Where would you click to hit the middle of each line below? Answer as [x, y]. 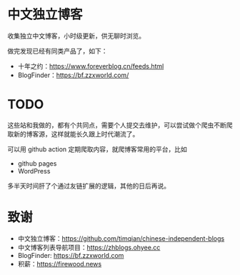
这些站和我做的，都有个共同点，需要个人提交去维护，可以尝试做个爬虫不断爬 [120, 125]
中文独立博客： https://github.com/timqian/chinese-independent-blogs [121, 238]
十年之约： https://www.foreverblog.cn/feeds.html [91, 66]
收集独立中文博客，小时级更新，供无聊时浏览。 [76, 36]
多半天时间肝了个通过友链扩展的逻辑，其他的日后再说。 [89, 186]
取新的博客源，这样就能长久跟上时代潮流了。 [73, 134]
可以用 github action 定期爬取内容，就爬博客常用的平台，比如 [97, 149]
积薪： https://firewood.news [60, 264]
